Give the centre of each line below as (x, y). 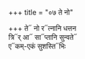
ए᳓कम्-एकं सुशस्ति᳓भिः (37, 46)
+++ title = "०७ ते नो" (41, 12)
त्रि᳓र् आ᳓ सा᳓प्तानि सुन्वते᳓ (43, 37)
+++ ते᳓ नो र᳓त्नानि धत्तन (42, 28)
